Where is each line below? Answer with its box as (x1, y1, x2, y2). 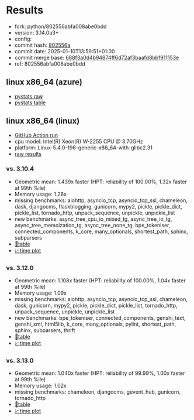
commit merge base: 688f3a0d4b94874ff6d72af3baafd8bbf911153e (14, 54, 179, 61)
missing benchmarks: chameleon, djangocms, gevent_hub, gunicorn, (14, 388, 181, 395)
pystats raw (14, 93, 43, 100)
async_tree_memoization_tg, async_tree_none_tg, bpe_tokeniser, (14, 221, 171, 228)
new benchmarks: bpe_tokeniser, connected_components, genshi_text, (14, 315, 186, 322)
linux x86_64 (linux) (6, 116, 80, 126)
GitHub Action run (14, 131, 58, 138)
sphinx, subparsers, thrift (14, 327, 75, 334)
